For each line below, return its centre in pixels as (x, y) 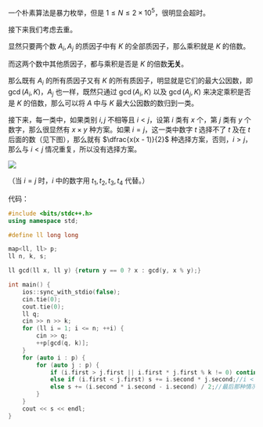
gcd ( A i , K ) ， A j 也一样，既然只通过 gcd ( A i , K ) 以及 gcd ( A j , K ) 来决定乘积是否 (130, 93)
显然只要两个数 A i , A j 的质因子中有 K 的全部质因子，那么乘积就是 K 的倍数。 (129, 47)
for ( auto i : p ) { (54, 358)
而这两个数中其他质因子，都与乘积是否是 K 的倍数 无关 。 (98, 64)
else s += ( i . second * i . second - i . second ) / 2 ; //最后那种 (148, 387)
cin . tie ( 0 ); (41, 299)
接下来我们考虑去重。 (42, 29)
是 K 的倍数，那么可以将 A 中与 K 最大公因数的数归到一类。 (103, 103)
